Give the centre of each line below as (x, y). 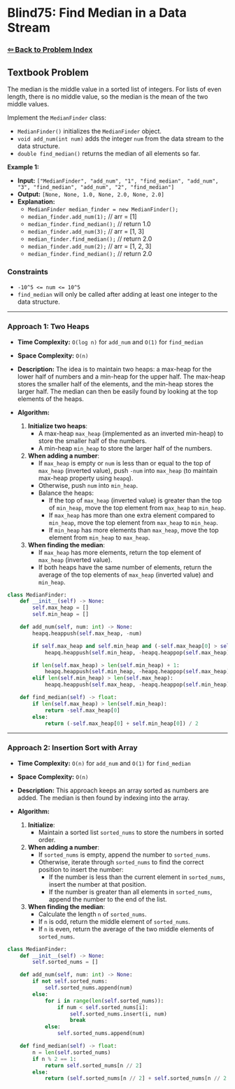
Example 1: (23, 167)
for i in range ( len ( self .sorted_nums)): (104, 1001)
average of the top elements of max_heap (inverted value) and (126, 575)
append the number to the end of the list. (108, 899)
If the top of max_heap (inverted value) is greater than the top (135, 500)
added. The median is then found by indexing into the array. (104, 798)
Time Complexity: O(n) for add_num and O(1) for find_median (104, 763)
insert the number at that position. (98, 884)
